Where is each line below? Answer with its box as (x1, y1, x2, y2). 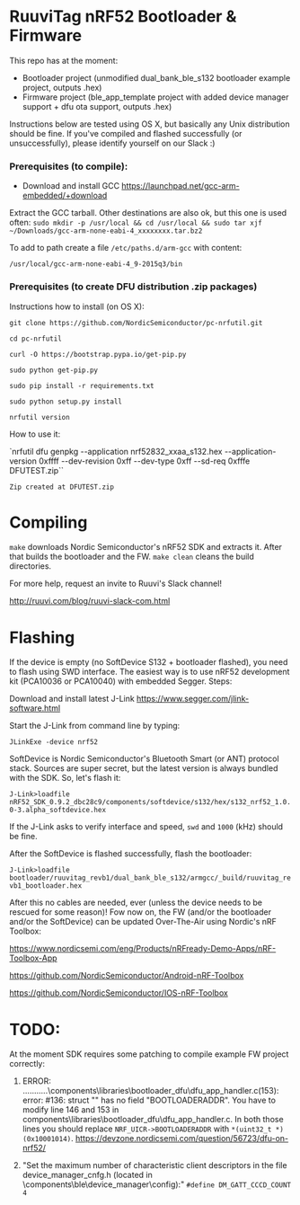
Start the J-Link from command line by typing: (9, 721, 181, 731)
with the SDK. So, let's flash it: (9, 773, 121, 784)
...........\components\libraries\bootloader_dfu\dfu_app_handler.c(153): (22, 1085, 279, 1096)
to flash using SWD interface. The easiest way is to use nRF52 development (9, 667, 290, 678)
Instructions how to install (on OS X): (9, 301, 146, 312)
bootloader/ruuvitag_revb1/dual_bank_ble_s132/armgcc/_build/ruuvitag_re (9, 873, 292, 882)
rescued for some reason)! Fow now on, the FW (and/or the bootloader (9, 907, 272, 917)
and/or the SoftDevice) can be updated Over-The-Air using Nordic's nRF (9, 917, 277, 927)
